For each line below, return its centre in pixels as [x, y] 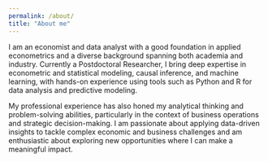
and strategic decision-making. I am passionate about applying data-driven [134, 123]
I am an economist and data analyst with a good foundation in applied [125, 46]
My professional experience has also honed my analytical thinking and [126, 106]
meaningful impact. [41, 149]
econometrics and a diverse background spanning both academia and [126, 55]
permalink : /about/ [41, 16]
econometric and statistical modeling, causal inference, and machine [124, 72]
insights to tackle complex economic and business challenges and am [125, 132]
